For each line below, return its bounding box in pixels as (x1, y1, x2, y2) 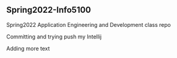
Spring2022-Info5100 (6, 5, 92, 15)
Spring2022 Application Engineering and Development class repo (6, 21, 171, 28)
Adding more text (6, 45, 50, 52)
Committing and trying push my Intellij (6, 33, 102, 40)
